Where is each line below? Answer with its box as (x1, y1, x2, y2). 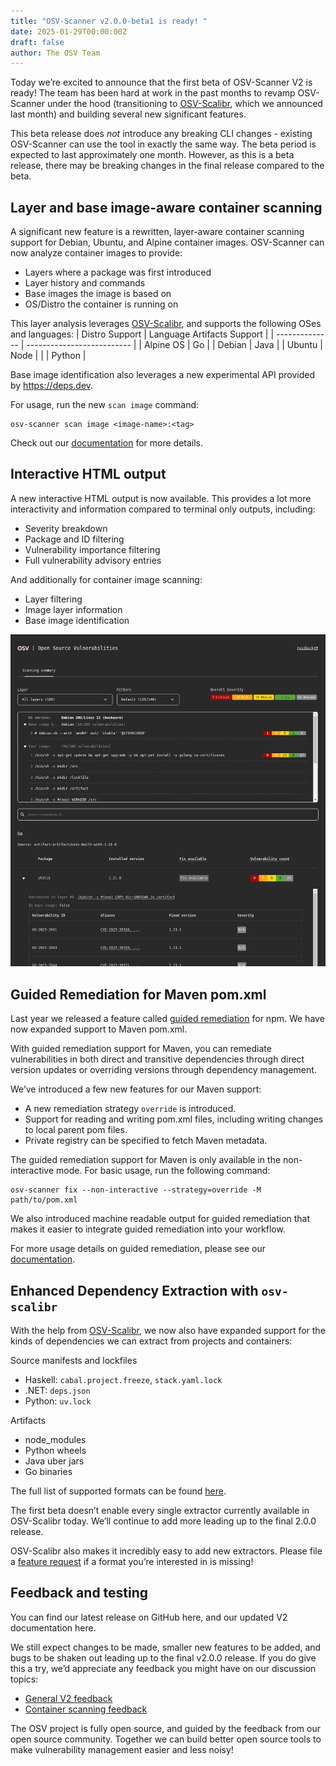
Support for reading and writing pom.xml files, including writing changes (24, 1113, 324, 1125)
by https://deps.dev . (10, 380, 94, 392)
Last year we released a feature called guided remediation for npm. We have (10, 1013, 325, 1025)
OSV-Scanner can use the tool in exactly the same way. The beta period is (10, 138, 317, 150)
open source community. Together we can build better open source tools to (10, 1733, 322, 1745)
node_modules (24, 1434, 87, 1445)
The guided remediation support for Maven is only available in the (10, 1154, 282, 1166)
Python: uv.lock (24, 1395, 92, 1407)
